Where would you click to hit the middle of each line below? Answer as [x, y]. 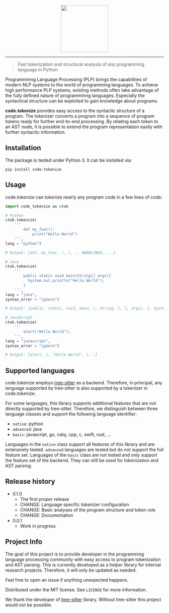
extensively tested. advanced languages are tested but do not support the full [84, 450]
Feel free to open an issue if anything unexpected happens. [67, 580]
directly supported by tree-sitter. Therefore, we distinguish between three [81, 408]
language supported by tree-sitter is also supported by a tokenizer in [76, 388]
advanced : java [27, 429]
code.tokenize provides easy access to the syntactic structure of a [75, 111]
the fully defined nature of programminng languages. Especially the [75, 95]
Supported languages [40, 370]
